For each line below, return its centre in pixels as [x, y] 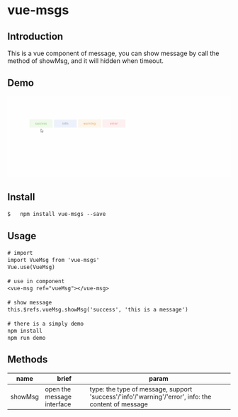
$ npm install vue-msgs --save [57, 215]
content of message [119, 404]
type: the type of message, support [141, 389]
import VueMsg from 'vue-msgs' [53, 261]
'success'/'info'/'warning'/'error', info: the [151, 396]
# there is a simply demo [45, 324]
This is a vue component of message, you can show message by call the [113, 53]
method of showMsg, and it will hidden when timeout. [86, 61]
